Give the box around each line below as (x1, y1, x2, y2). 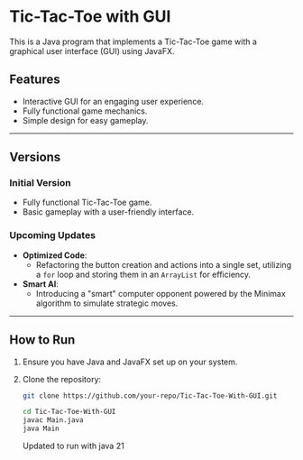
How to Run (9, 332, 76, 348)
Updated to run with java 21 (22, 440, 124, 452)
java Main (22, 424, 60, 434)
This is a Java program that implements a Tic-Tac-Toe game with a (9, 36, 257, 47)
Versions (9, 150, 61, 165)
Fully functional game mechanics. (22, 106, 148, 116)
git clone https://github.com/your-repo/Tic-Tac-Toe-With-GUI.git (22, 391, 278, 400)
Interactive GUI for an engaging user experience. (22, 96, 205, 106)
